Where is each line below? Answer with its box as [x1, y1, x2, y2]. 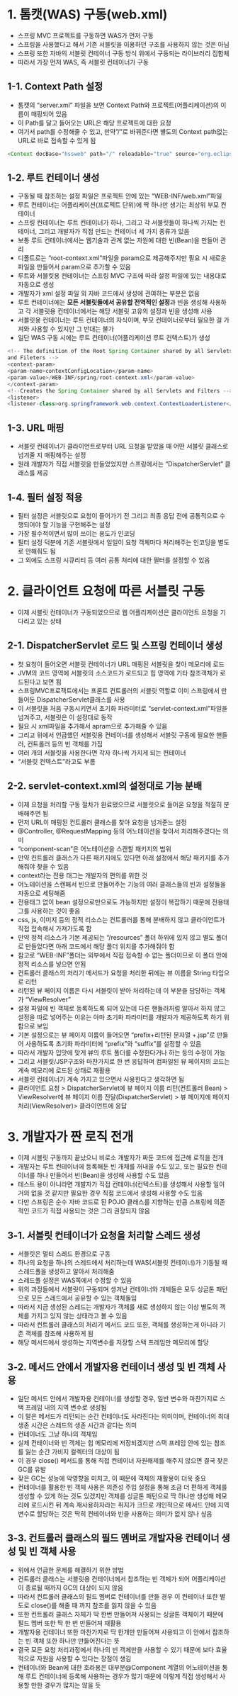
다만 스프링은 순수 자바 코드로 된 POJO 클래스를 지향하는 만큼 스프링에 [17, 1198, 212, 1206]
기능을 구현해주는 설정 [50, 520, 111, 529]
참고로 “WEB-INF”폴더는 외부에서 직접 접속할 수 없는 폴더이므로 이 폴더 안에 [17, 950, 228, 959]
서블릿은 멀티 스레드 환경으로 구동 [17, 1249, 111, 1258]
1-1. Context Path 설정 [7, 81, 103, 93]
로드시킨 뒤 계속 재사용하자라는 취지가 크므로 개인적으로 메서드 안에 [30, 1500, 217, 1510]
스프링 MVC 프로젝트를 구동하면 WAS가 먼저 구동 [17, 31, 154, 40]
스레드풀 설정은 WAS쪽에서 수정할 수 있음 [17, 1276, 132, 1285]
